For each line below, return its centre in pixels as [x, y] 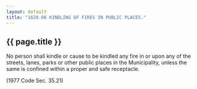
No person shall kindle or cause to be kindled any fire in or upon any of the [98, 56]
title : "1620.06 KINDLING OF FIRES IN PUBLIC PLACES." [76, 17]
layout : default [26, 12]
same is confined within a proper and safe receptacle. [73, 69]
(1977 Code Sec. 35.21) [35, 81]
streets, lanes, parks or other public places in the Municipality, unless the [97, 63]
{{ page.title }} [34, 42]
